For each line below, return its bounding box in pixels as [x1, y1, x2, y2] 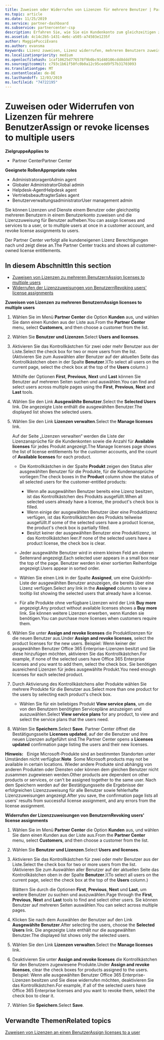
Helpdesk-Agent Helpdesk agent [12, 187, 77, 193]
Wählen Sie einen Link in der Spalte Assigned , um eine [19, 575, 130, 581]
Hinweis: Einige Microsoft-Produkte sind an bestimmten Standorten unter [5, 751, 155, 757]
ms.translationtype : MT [5, 66, 54, 71]
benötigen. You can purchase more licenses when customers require [19, 616, 157, 621]
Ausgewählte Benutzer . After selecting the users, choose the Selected [12, 922, 155, 928]
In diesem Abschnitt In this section [5, 261, 111, 270]
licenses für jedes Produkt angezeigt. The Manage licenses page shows [12, 444, 157, 449]
